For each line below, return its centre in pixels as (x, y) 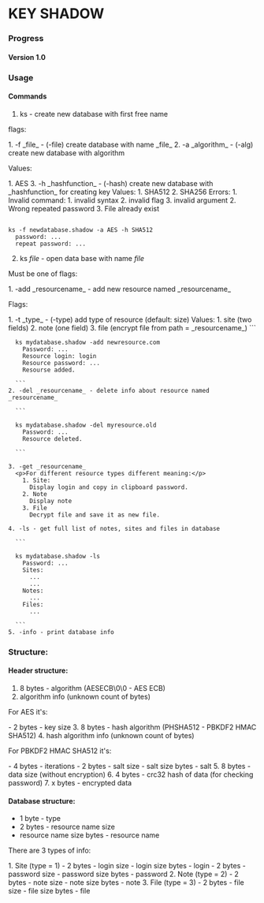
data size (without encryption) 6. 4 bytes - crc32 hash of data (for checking (131, 774)
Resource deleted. (52, 438)
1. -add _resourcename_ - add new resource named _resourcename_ (119, 289)
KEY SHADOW (56, 14)
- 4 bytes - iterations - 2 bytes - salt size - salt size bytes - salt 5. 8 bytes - (129, 766)
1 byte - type (40, 819)
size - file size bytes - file (49, 891)
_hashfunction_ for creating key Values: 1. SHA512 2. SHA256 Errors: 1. (123, 192)
